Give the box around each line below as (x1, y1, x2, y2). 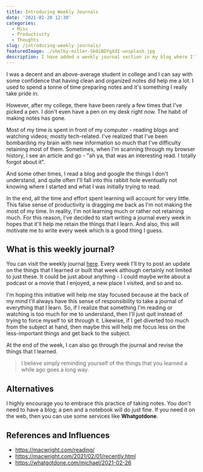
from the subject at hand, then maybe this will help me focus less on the (6, 323, 185, 330)
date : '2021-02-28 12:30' (6, 15, 71, 21)
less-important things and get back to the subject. (6, 330, 131, 337)
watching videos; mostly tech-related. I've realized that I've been (6, 133, 168, 140)
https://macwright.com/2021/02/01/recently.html (14, 453, 136, 460)
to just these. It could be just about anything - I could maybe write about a (6, 273, 190, 280)
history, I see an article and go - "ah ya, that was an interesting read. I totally (6, 152, 196, 159)
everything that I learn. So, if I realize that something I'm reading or (6, 304, 173, 312)
